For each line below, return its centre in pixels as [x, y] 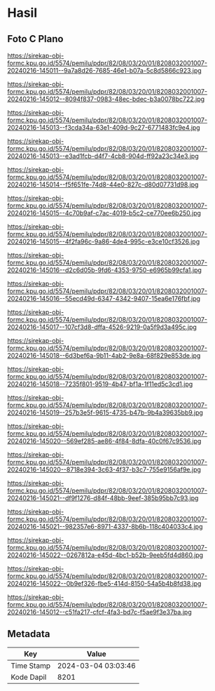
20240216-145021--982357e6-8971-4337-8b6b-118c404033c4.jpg [105, 526]
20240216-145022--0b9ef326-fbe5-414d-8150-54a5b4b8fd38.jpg [104, 583]
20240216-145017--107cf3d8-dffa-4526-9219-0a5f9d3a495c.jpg [102, 327]
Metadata [29, 634]
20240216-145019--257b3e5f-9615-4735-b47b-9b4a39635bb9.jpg [105, 412]
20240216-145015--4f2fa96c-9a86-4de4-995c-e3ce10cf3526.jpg [104, 241]
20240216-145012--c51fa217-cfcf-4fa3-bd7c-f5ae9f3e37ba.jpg [99, 612]
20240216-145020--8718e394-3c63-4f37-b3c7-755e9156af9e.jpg [104, 469]
